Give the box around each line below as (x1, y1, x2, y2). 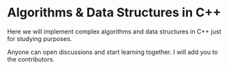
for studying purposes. (7, 34, 73, 42)
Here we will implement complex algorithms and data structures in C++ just (7, 27, 222, 36)
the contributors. (7, 55, 55, 63)
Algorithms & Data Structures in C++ (7, 5, 221, 20)
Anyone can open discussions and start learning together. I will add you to (7, 48, 218, 56)
